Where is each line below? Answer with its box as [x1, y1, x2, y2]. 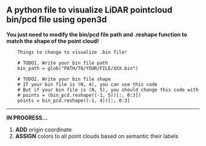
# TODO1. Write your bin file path [17, 60, 109, 66]
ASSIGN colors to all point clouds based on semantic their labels [15, 132, 179, 140]
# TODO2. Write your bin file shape [17, 76, 112, 82]
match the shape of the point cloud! [6, 37, 99, 45]
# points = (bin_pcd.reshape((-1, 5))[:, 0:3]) [17, 92, 141, 98]
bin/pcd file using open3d [6, 15, 107, 25]
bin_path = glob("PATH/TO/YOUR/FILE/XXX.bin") [17, 65, 139, 71]
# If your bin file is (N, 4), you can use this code [17, 81, 158, 88]
